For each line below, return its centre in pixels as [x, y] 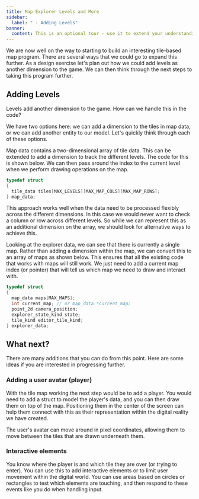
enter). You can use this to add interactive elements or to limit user [87, 470]
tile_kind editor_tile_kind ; [47, 320]
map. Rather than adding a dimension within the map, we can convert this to [99, 251]
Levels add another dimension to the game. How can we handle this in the [96, 108]
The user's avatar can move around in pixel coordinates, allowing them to [96, 430]
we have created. [27, 418]
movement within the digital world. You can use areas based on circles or [96, 476]
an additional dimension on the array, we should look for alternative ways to [98, 227]
